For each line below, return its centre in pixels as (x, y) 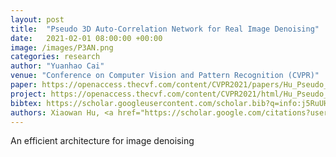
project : (28, 94)
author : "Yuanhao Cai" (57, 66)
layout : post (37, 19)
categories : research (55, 57)
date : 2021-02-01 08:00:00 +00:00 (86, 38)
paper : (24, 85)
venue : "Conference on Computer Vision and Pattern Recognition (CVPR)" (165, 76)
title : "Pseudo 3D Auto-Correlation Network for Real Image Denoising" (165, 29)
